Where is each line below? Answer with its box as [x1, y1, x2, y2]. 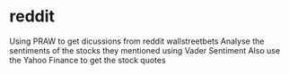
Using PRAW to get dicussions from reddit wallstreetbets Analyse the [9, 36, 265, 46]
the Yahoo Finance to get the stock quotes [9, 54, 166, 65]
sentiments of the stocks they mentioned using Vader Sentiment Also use [9, 45, 281, 55]
